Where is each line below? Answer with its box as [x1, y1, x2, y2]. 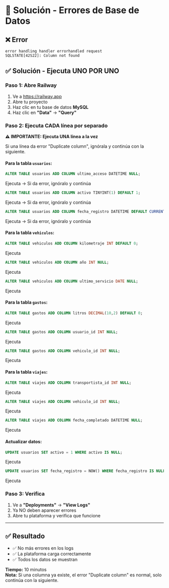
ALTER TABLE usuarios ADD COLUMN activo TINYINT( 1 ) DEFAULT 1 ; [5, 190, 141, 196]
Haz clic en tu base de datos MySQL [12, 104, 89, 110]
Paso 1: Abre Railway [5, 82, 57, 89]
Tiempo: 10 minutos [5, 567, 47, 573]
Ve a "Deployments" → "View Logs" [12, 502, 91, 508]
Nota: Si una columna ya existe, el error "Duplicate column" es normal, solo [5, 572, 162, 578]
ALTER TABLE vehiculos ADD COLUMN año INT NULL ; [5, 260, 109, 265]
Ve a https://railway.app [12, 93, 62, 99]
